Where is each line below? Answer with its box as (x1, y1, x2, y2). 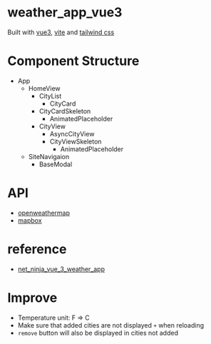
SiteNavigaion (28, 152, 70, 161)
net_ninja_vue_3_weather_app (17, 265, 105, 273)
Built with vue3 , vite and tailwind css (7, 28, 115, 36)
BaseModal (38, 160, 73, 168)
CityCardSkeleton (38, 106, 91, 115)
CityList (38, 91, 62, 100)
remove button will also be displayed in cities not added (17, 328, 178, 337)
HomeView (28, 84, 61, 93)
